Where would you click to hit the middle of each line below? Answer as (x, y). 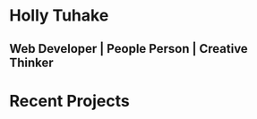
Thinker (31, 62)
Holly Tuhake (59, 16)
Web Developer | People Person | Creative (128, 49)
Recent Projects (69, 101)
